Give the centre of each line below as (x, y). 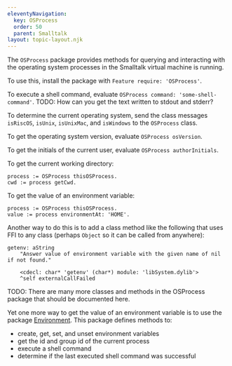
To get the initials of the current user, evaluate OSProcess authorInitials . (113, 150)
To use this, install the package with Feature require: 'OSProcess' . (104, 81)
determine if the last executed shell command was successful (107, 356)
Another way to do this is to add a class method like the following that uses (115, 228)
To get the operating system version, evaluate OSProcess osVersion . (105, 137)
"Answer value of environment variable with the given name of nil (120, 254)
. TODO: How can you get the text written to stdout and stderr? (123, 102)
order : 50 (28, 27)
